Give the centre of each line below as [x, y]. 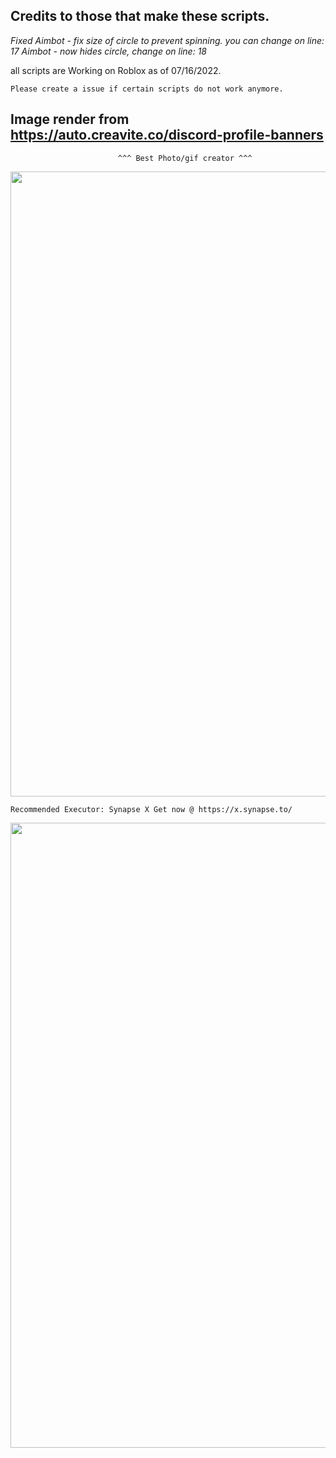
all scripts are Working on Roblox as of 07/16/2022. [116, 70]
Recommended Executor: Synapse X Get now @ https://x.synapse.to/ [151, 809]
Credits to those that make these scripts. [140, 16]
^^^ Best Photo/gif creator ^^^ [185, 158]
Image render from [70, 119]
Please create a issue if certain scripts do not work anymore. [147, 89]
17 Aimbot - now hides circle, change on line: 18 [108, 51]
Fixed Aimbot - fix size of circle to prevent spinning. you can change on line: [167, 40]
